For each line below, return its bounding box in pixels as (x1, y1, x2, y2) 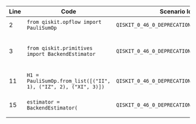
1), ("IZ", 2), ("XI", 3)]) (26, 84, 105, 90)
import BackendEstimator (26, 51, 96, 57)
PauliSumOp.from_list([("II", (26, 78, 111, 84)
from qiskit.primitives (26, 45, 93, 51)
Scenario (159, 8, 185, 15)
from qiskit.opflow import (26, 19, 102, 25)
